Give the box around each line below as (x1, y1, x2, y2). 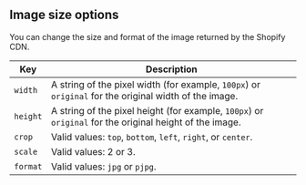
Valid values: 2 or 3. (51, 145, 137, 158)
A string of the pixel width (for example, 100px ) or (51, 77, 261, 90)
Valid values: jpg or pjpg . (51, 159, 157, 172)
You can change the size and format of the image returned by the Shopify (9, 31, 286, 42)
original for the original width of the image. (51, 89, 239, 102)
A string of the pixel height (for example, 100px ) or (51, 104, 264, 117)
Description (145, 63, 198, 76)
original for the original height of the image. (51, 116, 241, 128)
